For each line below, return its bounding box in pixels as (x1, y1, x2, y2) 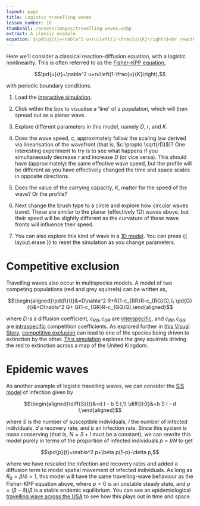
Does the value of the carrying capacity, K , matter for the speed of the (14, 184, 187, 191)
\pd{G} (175, 297, 192, 304)
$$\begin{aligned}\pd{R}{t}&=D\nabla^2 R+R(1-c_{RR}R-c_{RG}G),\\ (8, 297, 174, 304)
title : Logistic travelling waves (6, 14, 92, 20)
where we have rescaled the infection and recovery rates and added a (6, 460, 179, 467)
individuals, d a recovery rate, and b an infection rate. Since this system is (6, 424, 187, 432)
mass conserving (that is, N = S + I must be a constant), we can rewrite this (6, 430, 192, 438)
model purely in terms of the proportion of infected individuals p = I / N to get (6, 437, 193, 444)
